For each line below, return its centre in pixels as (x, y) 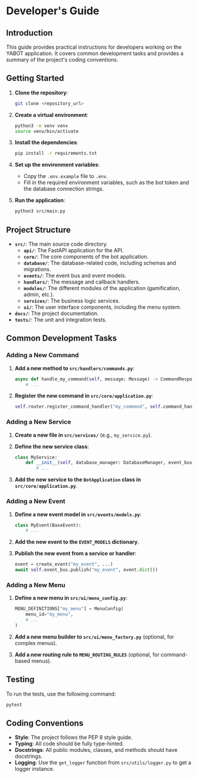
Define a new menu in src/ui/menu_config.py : (71, 598)
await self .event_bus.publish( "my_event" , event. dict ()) (86, 570)
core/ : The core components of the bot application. (86, 257)
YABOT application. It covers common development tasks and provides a (95, 53)
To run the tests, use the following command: (61, 694)
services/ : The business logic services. (72, 301)
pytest (14, 704)
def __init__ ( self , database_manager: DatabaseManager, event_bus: (110, 463)
